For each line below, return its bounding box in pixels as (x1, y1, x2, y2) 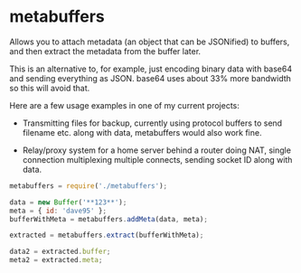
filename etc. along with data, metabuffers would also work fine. (22, 127, 262, 137)
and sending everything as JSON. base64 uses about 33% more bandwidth (9, 72, 292, 83)
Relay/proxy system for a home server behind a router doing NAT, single (22, 145, 292, 155)
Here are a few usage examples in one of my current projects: (9, 99, 240, 110)
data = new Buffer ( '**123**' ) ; (9, 197, 127, 207)
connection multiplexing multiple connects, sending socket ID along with (22, 154, 293, 165)
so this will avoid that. (9, 82, 90, 93)
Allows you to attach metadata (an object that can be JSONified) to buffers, (9, 36, 290, 47)
